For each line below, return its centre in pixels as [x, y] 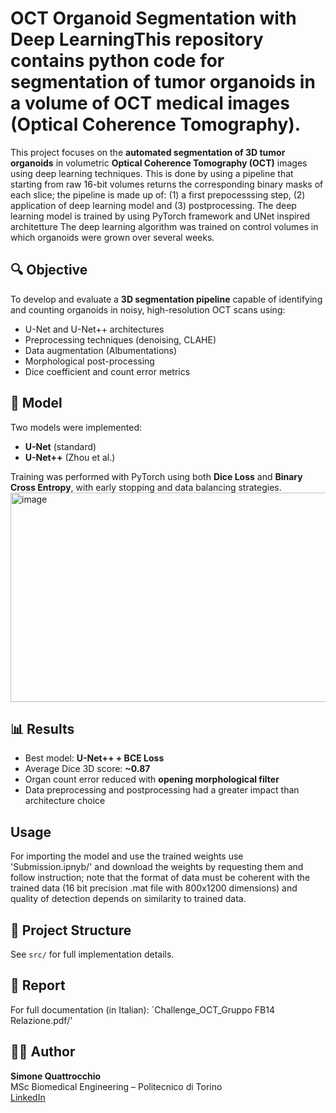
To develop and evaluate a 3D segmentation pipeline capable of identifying [166, 299]
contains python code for [117, 61]
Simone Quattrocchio [56, 1076]
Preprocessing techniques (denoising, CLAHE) [120, 339]
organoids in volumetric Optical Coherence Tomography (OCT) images [159, 163]
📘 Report [38, 985]
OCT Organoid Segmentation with [153, 18]
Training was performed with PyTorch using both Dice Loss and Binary [156, 476]
